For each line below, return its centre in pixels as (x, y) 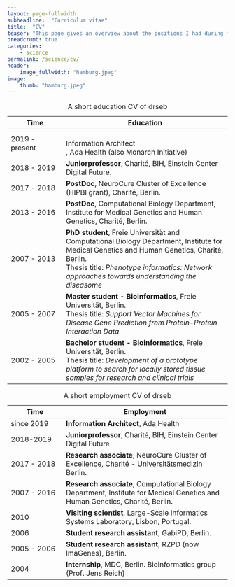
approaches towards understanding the (131, 276)
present (23, 148)
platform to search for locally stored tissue (136, 369)
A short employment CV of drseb (117, 396)
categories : (24, 46)
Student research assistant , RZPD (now (133, 544)
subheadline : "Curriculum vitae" (58, 20)
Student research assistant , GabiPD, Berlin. (139, 533)
